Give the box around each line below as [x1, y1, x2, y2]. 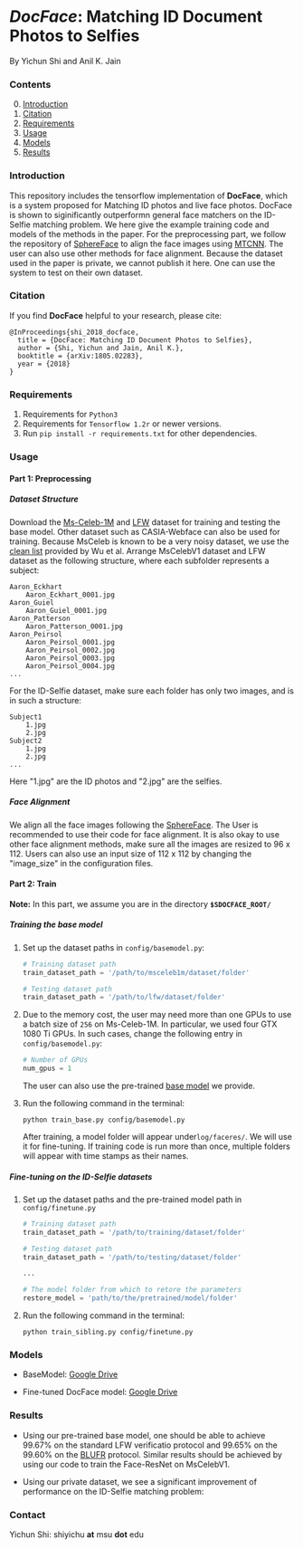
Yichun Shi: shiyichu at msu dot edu [9, 1528, 145, 1540]
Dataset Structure [9, 493, 79, 504]
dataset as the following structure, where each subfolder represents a [9, 555, 270, 566]
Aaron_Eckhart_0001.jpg [25, 590, 116, 599]
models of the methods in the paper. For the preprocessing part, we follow [9, 228, 287, 239]
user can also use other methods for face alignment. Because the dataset [9, 247, 283, 259]
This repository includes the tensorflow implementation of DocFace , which [9, 190, 288, 201]
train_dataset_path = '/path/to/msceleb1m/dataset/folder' [22, 968, 251, 977]
